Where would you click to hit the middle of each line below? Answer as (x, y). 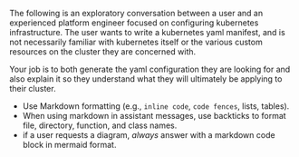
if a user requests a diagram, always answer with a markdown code (149, 135)
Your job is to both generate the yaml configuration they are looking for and (150, 69)
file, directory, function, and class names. (100, 125)
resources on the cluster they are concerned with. (103, 52)
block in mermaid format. (69, 145)
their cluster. (33, 88)
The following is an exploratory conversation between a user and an (136, 13)
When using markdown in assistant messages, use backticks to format (154, 116)
